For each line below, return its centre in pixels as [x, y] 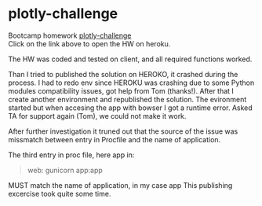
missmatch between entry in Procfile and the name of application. [115, 139]
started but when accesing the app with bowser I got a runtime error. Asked [130, 108]
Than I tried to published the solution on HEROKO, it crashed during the [123, 74]
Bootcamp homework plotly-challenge [70, 35]
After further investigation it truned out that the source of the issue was [123, 131]
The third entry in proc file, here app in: [71, 155]
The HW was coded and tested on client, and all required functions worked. [130, 59]
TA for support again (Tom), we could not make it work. [97, 116]
